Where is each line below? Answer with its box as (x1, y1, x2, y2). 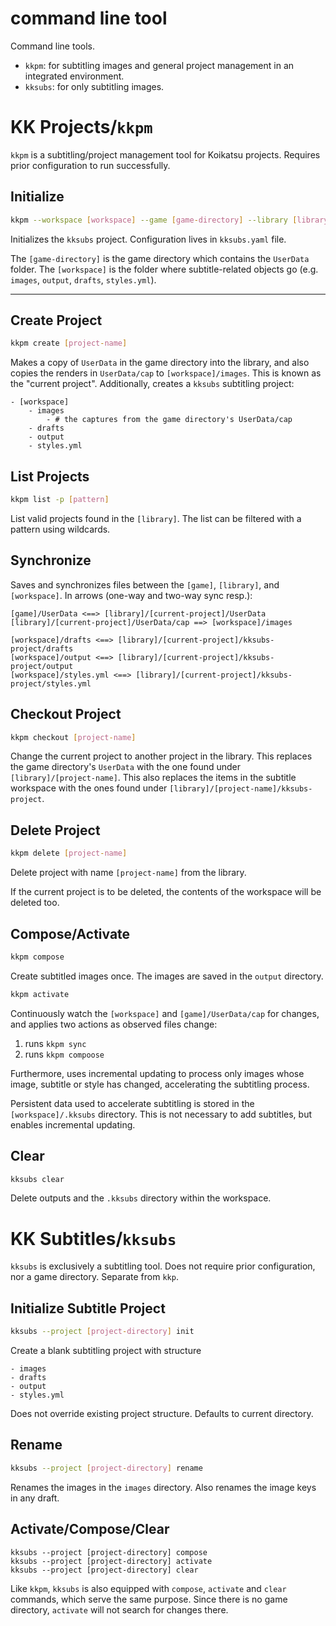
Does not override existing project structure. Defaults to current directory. (10, 1408, 314, 1419)
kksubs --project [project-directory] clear (10, 1565, 199, 1575)
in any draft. (10, 1492, 60, 1504)
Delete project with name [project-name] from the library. (10, 867, 247, 879)
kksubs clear (10, 1174, 65, 1184)
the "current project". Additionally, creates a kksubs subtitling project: (10, 378, 295, 390)
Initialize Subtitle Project (10, 1300, 166, 1317)
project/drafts (10, 643, 74, 654)
